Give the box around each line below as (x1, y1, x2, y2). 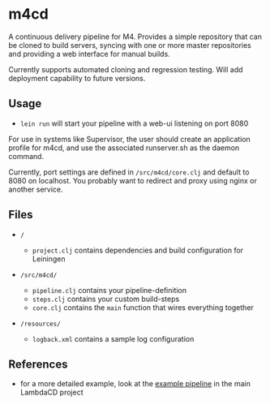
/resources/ (19, 320, 61, 328)
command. (8, 151, 45, 161)
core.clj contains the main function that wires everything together (32, 302, 254, 312)
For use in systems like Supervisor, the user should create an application (8, 134, 251, 144)
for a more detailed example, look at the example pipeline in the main (19, 379, 251, 389)
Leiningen (32, 253, 66, 264)
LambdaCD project (19, 387, 84, 398)
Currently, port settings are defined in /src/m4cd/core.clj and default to (8, 167, 250, 177)
